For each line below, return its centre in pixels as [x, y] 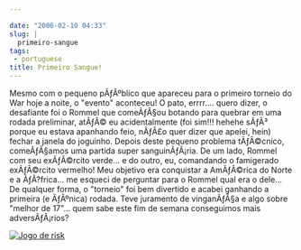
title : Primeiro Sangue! [56, 68]
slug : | [24, 34]
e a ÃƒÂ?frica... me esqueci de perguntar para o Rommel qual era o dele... [146, 180]
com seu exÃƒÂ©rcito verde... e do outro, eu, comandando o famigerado [144, 160]
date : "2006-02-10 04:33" [58, 25]
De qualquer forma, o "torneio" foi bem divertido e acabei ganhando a [139, 189]
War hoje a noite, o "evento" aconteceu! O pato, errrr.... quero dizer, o [138, 103]
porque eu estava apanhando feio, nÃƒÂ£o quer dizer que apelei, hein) [141, 131]
